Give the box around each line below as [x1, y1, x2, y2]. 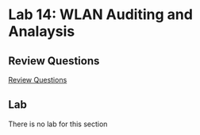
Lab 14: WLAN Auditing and [8, 6, 193, 24]
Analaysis [8, 22, 75, 40]
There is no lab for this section [8, 119, 108, 129]
